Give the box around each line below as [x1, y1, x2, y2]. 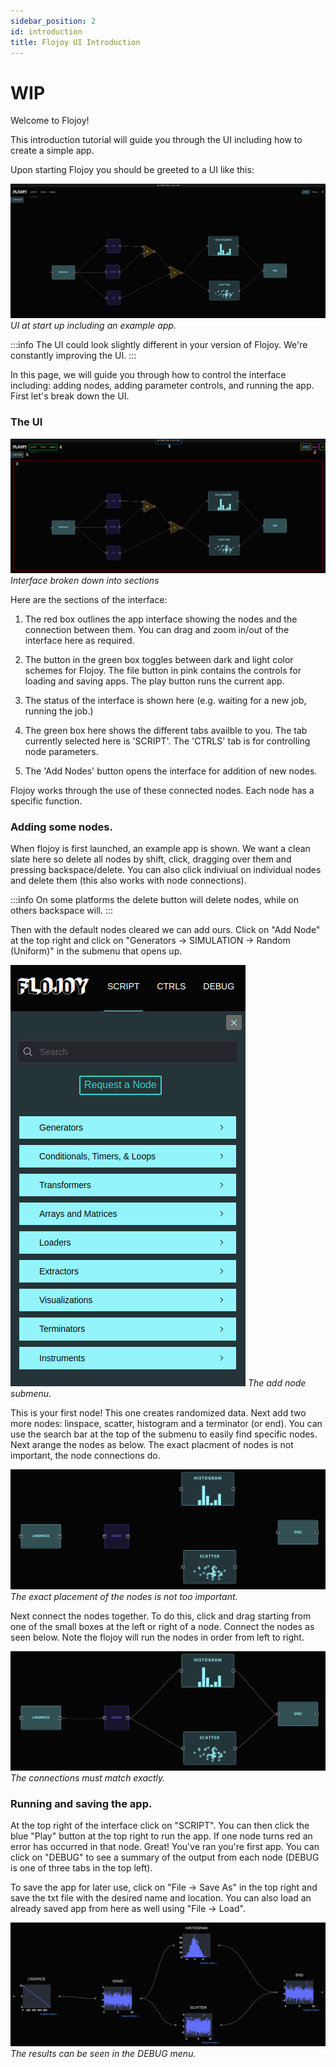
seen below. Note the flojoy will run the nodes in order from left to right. [10, 1631, 305, 1643]
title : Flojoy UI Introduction [10, 37, 141, 47]
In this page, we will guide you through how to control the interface [10, 369, 287, 381]
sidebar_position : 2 [10, 16, 97, 26]
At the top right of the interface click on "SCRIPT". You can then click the [10, 1820, 310, 1832]
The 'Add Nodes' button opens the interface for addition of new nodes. [24, 765, 318, 777]
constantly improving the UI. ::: [10, 350, 137, 362]
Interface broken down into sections [10, 574, 160, 586]
